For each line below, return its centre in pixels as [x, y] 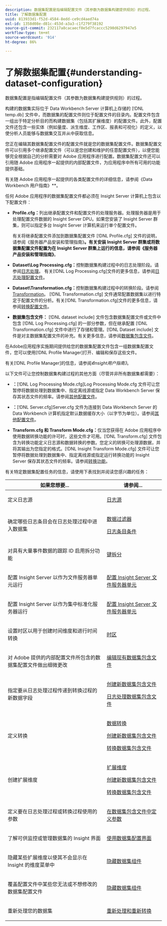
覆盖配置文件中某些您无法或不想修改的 [53, 884]
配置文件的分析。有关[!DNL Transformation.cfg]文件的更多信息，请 [89, 300]
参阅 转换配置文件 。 [32, 307]
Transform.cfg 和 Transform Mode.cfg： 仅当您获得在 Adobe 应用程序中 [87, 430]
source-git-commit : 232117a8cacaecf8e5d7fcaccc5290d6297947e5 [71, 28]
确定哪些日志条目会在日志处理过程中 [50, 521]
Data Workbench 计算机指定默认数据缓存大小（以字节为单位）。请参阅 [83, 413]
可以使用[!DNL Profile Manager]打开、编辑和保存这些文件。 [79, 352]
